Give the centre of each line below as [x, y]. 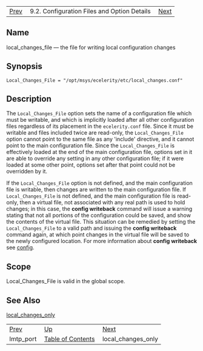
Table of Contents [69, 339]
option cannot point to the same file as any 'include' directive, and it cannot [100, 139]
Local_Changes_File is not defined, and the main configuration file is [91, 196]
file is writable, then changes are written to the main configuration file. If [96, 190]
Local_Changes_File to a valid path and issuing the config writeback [92, 228]
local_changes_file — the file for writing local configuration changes [91, 47]
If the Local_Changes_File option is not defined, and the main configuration [99, 183]
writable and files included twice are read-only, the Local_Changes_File [95, 133]
